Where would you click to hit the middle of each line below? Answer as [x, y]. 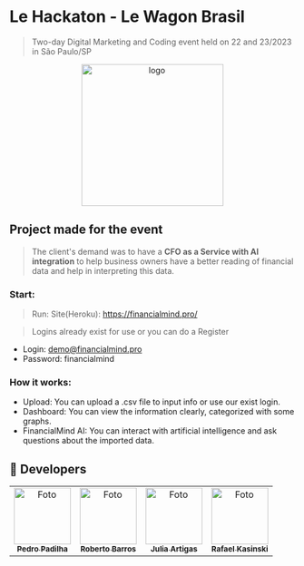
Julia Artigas [174, 549]
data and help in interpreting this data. [103, 270]
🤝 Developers [48, 469]
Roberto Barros [108, 549]
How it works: [40, 382]
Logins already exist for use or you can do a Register [130, 332]
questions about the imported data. [88, 441]
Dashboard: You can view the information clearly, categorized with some [158, 412]
